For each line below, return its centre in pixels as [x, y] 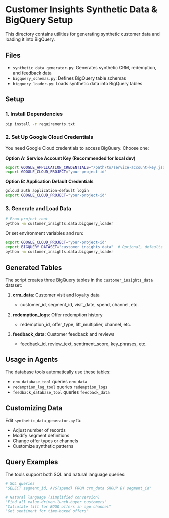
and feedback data [32, 73]
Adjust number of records [39, 430]
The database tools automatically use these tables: [58, 372]
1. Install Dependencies [34, 114]
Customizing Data [34, 408]
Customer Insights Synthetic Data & [81, 9]
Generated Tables [34, 268]
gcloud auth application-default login [47, 191]
